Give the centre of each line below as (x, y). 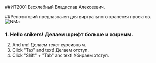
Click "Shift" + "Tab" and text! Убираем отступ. (61, 55)
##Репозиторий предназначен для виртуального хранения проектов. (78, 16)
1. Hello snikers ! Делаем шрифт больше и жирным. (69, 34)
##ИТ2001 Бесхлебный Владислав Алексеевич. (55, 7)
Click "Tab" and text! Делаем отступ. (50, 50)
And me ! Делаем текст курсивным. (49, 45)
